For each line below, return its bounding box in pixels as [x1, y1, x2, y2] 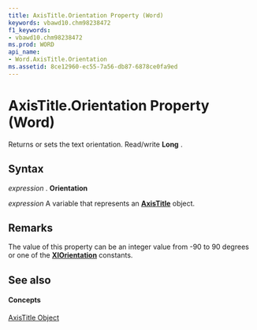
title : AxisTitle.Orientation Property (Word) [8, 11, 164, 20]
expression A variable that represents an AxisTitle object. [8, 198, 196, 208]
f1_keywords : [8, 26, 51, 34]
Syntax [8, 162, 44, 176]
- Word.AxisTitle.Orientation [8, 56, 108, 64]
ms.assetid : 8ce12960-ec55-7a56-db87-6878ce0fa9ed [8, 63, 178, 71]
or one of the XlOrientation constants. [8, 250, 133, 260]
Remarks [8, 221, 54, 235]
